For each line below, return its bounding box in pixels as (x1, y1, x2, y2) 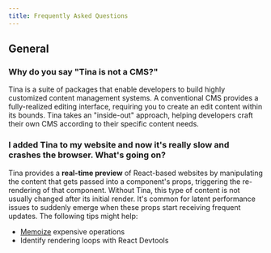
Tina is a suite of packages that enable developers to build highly (8, 84, 226, 94)
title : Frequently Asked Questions (8, 11, 129, 20)
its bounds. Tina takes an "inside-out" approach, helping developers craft (8, 110, 253, 120)
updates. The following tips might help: (8, 211, 138, 221)
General (8, 42, 50, 56)
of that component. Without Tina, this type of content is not (42, 185, 240, 195)
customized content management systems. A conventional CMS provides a (8, 93, 259, 103)
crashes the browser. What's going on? (8, 149, 166, 161)
